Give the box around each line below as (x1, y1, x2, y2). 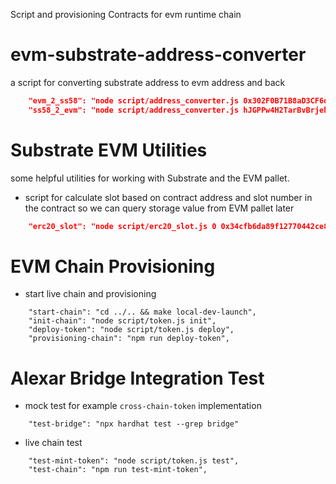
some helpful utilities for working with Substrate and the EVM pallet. (10, 172, 290, 184)
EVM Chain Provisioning (10, 255, 216, 278)
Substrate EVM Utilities (10, 139, 208, 161)
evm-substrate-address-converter (10, 44, 307, 66)
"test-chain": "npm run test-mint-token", (28, 465, 208, 475)
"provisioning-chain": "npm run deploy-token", (28, 334, 230, 344)
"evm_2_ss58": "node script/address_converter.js (28, 95, 240, 106)
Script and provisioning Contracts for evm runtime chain (10, 9, 242, 20)
